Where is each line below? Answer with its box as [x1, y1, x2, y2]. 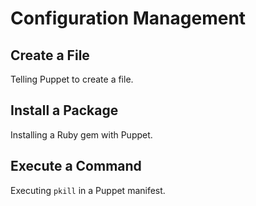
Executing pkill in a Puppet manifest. [10, 184, 166, 196]
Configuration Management [10, 7, 247, 30]
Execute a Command [10, 158, 142, 175]
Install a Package [10, 102, 119, 119]
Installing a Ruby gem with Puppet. [10, 128, 153, 141]
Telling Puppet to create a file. [10, 73, 134, 85]
